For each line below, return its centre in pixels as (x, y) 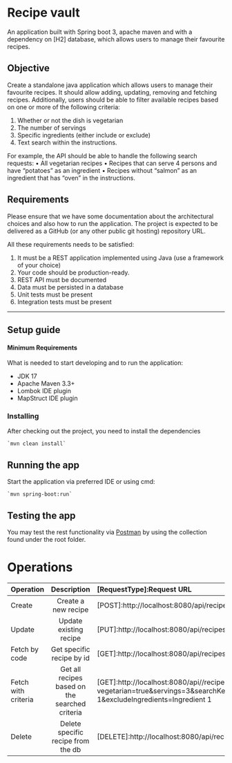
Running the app (43, 465)
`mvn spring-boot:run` (40, 494)
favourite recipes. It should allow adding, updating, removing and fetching (112, 92)
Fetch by (25, 650)
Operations (40, 567)
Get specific (70, 650)
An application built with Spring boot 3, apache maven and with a (100, 32)
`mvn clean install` (37, 444)
